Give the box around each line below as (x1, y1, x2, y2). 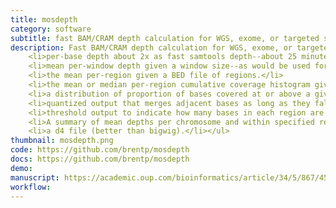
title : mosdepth (10, 14, 78, 25)
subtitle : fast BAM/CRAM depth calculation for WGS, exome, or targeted (10, 33, 320, 43)
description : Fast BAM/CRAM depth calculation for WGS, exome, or (10, 42, 293, 53)
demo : (10, 163, 33, 173)
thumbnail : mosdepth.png (10, 136, 114, 146)
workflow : (10, 182, 52, 192)
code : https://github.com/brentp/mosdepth (10, 145, 190, 155)
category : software (10, 24, 92, 34)
